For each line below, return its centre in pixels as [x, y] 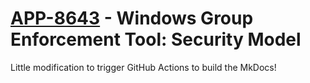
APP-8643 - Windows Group [132, 18]
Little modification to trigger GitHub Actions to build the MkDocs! [143, 67]
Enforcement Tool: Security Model [156, 39]
